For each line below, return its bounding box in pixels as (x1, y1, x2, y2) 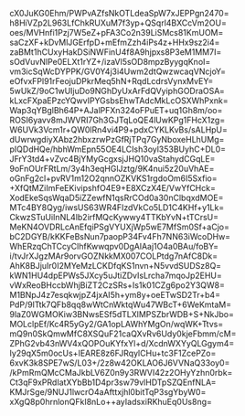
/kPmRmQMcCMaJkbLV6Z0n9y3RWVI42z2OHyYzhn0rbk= (9, 368, 233, 378)
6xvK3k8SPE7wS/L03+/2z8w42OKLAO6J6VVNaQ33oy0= (9, 357, 230, 368)
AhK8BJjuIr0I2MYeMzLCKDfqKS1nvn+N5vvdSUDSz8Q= (9, 261, 222, 271)
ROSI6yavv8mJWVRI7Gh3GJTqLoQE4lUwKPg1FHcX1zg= (9, 114, 226, 125)
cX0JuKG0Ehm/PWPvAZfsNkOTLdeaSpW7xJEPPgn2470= (9, 8, 229, 18)
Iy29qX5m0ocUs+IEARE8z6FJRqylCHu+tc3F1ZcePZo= (9, 347, 217, 358)
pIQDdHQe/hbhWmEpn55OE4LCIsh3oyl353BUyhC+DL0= (9, 144, 227, 155)
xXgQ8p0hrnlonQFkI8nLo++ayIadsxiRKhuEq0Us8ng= (9, 397, 213, 407)
